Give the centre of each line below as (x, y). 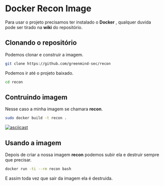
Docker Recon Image (48, 9)
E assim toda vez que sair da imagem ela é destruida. (59, 178)
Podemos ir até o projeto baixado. (39, 73)
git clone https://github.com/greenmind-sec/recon (58, 64)
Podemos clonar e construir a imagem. (44, 54)
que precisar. (18, 160)
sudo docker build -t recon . (36, 118)
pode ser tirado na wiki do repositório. (44, 27)
